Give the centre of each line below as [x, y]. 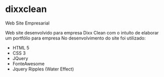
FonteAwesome [28, 63]
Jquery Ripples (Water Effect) [43, 69]
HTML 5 [21, 47]
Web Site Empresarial [27, 23]
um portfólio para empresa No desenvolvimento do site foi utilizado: [75, 38]
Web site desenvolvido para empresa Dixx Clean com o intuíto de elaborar [82, 32]
